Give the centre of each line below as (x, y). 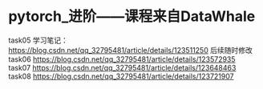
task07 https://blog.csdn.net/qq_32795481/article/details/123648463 (122, 67)
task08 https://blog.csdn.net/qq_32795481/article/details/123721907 (121, 76)
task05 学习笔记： (38, 40)
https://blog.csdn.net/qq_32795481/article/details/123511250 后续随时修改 (130, 50)
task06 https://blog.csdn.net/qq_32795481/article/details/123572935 (122, 59)
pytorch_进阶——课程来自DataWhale (132, 16)
